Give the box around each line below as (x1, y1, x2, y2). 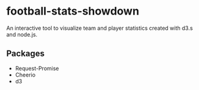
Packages (6, 49, 45, 59)
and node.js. (6, 30, 38, 38)
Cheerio (15, 71, 35, 78)
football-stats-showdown (6, 4, 139, 18)
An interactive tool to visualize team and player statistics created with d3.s (6, 24, 194, 32)
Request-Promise (15, 64, 59, 72)
